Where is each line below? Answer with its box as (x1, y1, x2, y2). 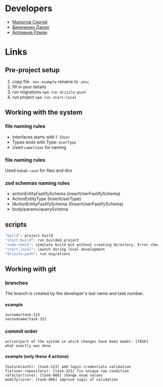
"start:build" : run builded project (5, 238, 79, 242)
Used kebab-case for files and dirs (5, 167, 73, 173)
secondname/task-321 (5, 317, 47, 322)
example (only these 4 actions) (5, 353, 69, 359)
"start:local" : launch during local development (5, 247, 105, 252)
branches (5, 279, 28, 286)
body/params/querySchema (12, 206, 68, 212)
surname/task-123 (5, 313, 40, 317)
